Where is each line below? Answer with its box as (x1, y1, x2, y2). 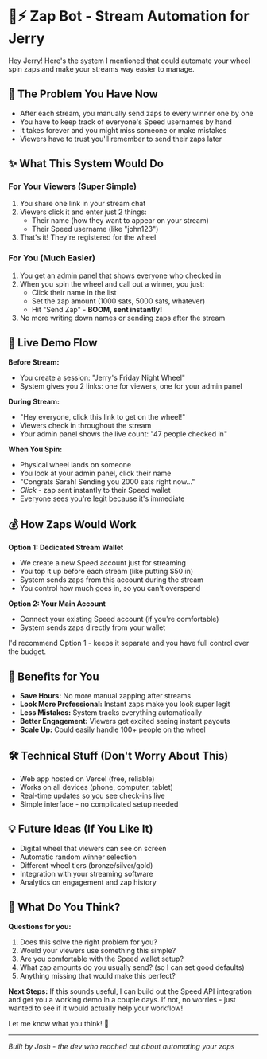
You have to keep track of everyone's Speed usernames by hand (19, 117, 232, 127)
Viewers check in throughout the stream (19, 420, 152, 430)
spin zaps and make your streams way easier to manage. (8, 64, 195, 73)
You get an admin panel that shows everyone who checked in (19, 271, 222, 280)
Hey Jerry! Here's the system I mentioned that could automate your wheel (8, 56, 250, 65)
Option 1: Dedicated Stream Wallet (8, 543, 124, 553)
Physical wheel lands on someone (19, 459, 132, 469)
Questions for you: (8, 921, 72, 931)
